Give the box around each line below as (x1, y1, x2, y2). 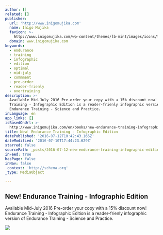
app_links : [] (5, 115, 34, 121)
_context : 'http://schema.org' (5, 165, 68, 170)
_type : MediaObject (5, 170, 45, 175)
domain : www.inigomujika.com (9, 39, 68, 44)
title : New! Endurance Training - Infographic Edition (5, 129, 118, 134)
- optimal (9, 66, 29, 71)
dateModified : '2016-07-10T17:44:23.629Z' (5, 138, 92, 144)
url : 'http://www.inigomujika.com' (9, 20, 81, 26)
